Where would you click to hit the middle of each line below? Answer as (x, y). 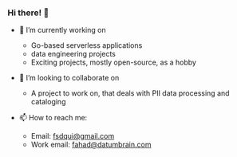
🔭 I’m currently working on (62, 30)
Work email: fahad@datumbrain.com (91, 145)
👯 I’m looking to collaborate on (69, 78)
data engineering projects (73, 54)
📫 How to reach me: (53, 118)
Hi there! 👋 (28, 13)
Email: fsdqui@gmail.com (73, 136)
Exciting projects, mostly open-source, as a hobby (114, 62)
